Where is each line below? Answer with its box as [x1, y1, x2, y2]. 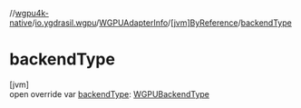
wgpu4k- [15, 8, 50, 18]
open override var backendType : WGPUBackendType [9, 88, 210, 99]
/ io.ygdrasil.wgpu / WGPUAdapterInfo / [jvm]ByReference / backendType [31, 17, 292, 28]
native [9, 17, 33, 28]
